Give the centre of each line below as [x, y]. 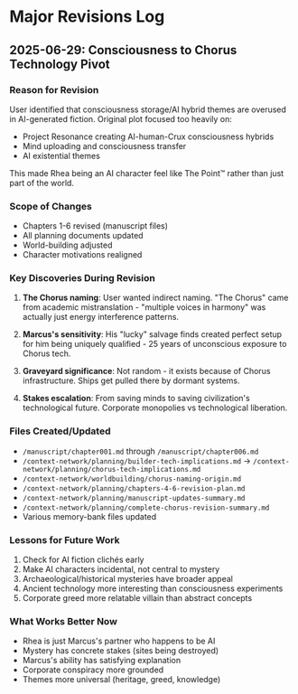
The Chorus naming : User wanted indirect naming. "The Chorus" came [155, 298]
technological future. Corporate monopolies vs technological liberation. [155, 408]
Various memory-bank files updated [89, 516]
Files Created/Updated [60, 431]
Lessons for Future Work [65, 539]
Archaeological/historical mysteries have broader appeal [127, 579]
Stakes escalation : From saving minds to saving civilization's [136, 399]
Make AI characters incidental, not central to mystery [121, 569]
